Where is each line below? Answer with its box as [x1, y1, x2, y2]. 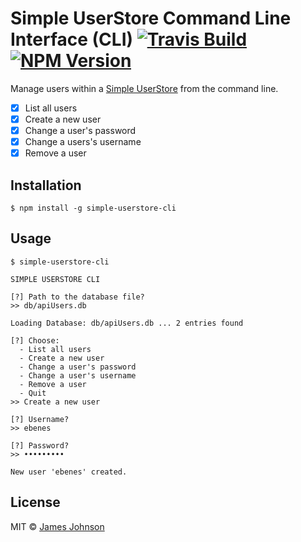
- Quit [19, 388, 47, 398]
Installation [10, 177, 82, 194]
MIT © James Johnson [10, 520, 105, 532]
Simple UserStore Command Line [10, 7, 292, 30]
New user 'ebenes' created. [10, 467, 128, 477]
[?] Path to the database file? [10, 292, 145, 302]
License [10, 494, 61, 511]
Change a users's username [24, 136, 142, 148]
